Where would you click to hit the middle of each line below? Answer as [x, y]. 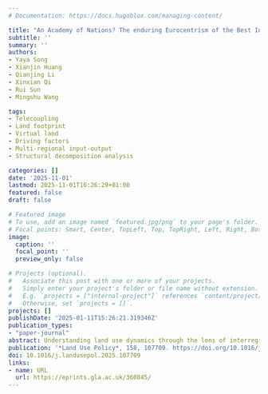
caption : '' [35, 245]
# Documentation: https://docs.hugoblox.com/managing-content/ [116, 16]
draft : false [30, 201]
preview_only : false [49, 259]
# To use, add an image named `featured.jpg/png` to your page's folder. [134, 222]
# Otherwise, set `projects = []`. [71, 303]
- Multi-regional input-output [60, 149]
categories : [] [33, 170]
